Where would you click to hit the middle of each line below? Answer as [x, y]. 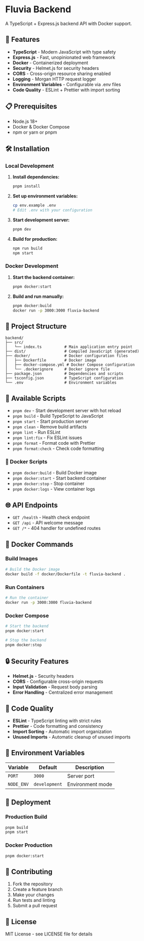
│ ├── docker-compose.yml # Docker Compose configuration [70, 365]
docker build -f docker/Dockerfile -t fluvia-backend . [65, 574]
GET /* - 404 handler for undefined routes [57, 528]
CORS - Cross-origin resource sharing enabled [62, 73]
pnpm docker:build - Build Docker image [55, 473]
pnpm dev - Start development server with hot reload [67, 411]
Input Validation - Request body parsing [55, 687]
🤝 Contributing [29, 871]
